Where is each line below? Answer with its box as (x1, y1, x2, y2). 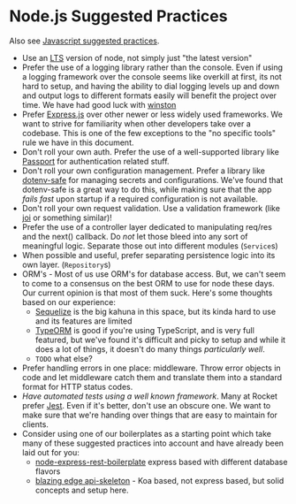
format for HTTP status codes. (21, 381, 133, 392)
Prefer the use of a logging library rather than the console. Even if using (21, 62, 284, 73)
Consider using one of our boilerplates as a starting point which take (21, 428, 272, 439)
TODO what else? (34, 353, 93, 363)
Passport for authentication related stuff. (21, 156, 170, 166)
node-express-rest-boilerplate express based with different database (34, 456, 288, 467)
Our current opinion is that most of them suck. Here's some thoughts (21, 287, 273, 298)
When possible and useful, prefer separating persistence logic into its (21, 249, 276, 260)
